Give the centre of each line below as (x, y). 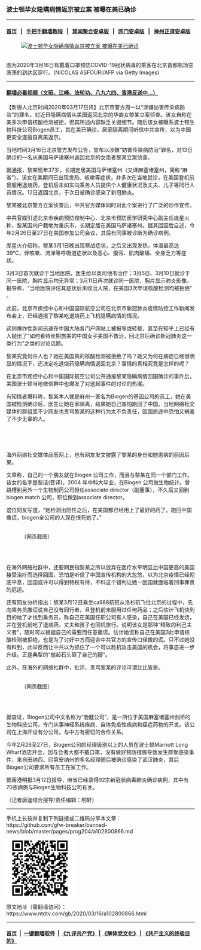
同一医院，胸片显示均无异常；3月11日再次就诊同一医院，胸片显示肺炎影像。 (99, 280)
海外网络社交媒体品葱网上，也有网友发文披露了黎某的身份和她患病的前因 (95, 454)
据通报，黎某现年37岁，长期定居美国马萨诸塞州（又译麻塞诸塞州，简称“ (94, 170)
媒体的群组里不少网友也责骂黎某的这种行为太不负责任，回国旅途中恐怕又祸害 (100, 411)
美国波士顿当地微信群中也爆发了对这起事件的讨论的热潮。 (77, 383)
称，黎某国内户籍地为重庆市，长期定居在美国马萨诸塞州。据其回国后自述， (98, 225)
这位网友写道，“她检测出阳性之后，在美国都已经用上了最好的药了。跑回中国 (99, 510)
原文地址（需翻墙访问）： (36, 906)
